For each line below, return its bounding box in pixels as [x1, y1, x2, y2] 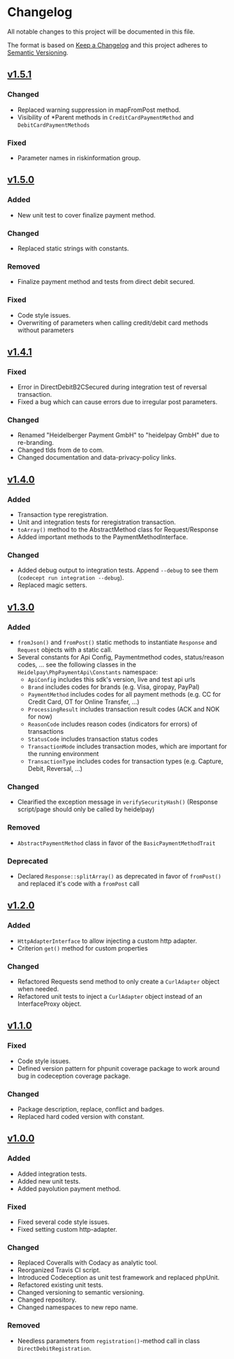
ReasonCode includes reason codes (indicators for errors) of [27, 720, 198, 728]
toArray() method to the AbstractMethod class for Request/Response [17, 525, 219, 534]
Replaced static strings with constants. [17, 244, 129, 252]
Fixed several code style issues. [17, 1218, 110, 1226]
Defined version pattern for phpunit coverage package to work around [17, 1064, 220, 1072]
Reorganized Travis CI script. [17, 1266, 101, 1274]
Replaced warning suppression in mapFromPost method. [17, 106, 181, 114]
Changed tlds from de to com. [17, 446, 104, 455]
